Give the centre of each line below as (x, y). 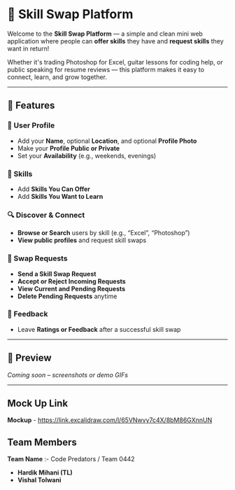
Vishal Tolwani (39, 480)
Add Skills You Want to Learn (60, 196)
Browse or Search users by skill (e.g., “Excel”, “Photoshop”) (104, 233)
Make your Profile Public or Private (69, 148)
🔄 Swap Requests (37, 258)
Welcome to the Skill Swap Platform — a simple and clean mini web (105, 34)
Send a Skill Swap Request (57, 274)
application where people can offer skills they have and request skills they (115, 41)
